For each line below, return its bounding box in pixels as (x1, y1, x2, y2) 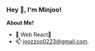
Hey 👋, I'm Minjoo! (6, 5, 62, 14)
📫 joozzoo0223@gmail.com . (15, 38, 89, 45)
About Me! (6, 19, 34, 27)
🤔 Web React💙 (15, 31, 52, 38)
